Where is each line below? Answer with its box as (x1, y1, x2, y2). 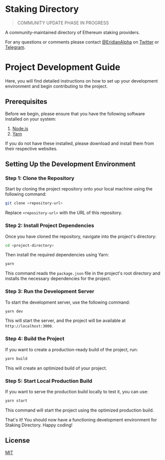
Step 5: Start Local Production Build (5, 377, 92, 384)
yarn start (5, 398, 28, 403)
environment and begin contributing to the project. (5, 83, 108, 89)
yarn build (5, 356, 28, 361)
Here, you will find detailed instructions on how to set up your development (5, 78, 158, 84)
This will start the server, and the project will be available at (5, 318, 126, 323)
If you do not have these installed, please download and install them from (5, 140, 154, 146)
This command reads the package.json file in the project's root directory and (5, 271, 161, 276)
